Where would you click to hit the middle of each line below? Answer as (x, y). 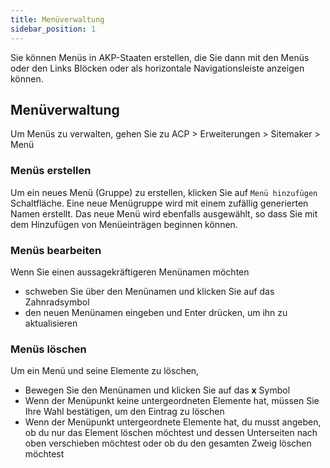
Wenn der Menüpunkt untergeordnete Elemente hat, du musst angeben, (173, 422)
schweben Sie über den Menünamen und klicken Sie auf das (149, 291)
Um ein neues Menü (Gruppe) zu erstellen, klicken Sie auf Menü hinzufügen (164, 192)
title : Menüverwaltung (57, 19)
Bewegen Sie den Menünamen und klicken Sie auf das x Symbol (157, 390)
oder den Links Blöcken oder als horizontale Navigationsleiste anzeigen (157, 68)
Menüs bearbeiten (56, 250)
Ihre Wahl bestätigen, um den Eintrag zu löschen (124, 412)
